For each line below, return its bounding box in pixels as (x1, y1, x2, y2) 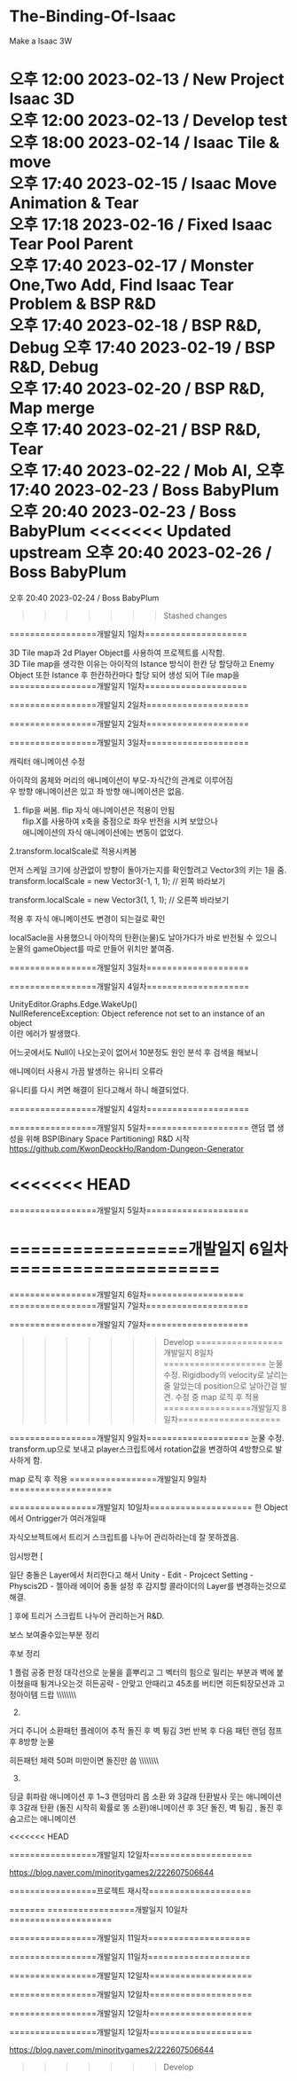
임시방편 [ (9, 1550, 43, 1561)
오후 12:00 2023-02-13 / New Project (9, 69, 285, 90)
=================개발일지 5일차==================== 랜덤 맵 (9, 1122, 275, 1132)
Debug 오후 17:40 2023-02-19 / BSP (9, 338, 276, 358)
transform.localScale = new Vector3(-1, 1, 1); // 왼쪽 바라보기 (9, 875, 226, 886)
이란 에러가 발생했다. (9, 1028, 81, 1038)
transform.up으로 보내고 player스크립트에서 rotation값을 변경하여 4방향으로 (9, 1443, 273, 1454)
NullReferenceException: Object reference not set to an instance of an (9, 1008, 265, 1019)
